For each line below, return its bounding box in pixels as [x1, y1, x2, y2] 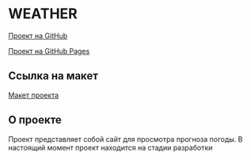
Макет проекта [8, 90, 59, 100]
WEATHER [8, 5, 78, 23]
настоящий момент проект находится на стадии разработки [8, 143, 213, 152]
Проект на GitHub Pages [8, 46, 90, 55]
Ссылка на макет [8, 69, 99, 83]
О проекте [8, 113, 62, 127]
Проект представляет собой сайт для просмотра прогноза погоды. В [8, 134, 243, 143]
